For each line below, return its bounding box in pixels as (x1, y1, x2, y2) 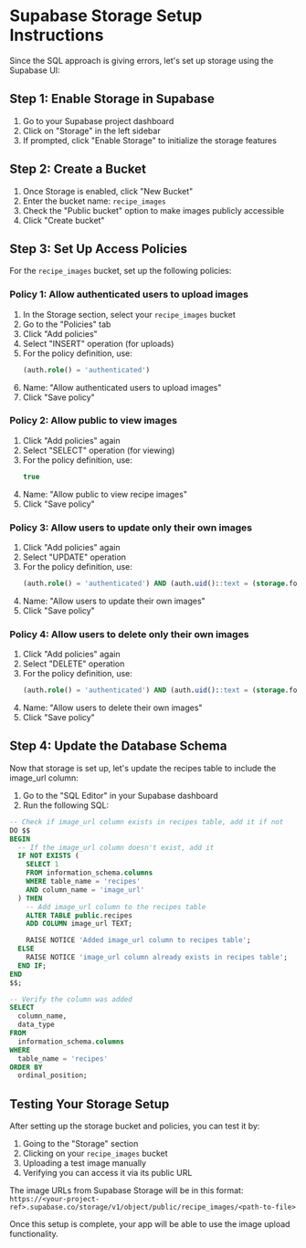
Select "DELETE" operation (22, 658, 125, 669)
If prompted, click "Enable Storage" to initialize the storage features (22, 134, 277, 146)
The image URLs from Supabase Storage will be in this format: (9, 1185, 244, 1196)
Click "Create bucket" (22, 215, 105, 225)
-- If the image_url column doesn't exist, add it (17, 843, 215, 852)
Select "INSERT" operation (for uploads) (22, 338, 174, 349)
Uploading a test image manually (22, 1158, 147, 1169)
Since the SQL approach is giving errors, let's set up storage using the (9, 55, 274, 66)
